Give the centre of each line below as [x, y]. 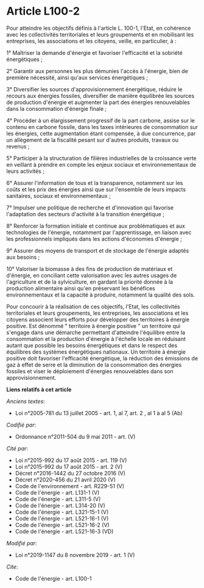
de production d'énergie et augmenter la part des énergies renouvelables [98, 102]
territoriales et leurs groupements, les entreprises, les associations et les [97, 313]
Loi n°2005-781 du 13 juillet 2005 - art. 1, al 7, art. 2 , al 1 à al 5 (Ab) [99, 413]
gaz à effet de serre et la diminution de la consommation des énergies [94, 365]
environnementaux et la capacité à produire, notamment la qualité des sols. [100, 295]
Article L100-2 [43, 11]
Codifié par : [21, 425]
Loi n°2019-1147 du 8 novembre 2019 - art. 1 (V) [75, 555]
